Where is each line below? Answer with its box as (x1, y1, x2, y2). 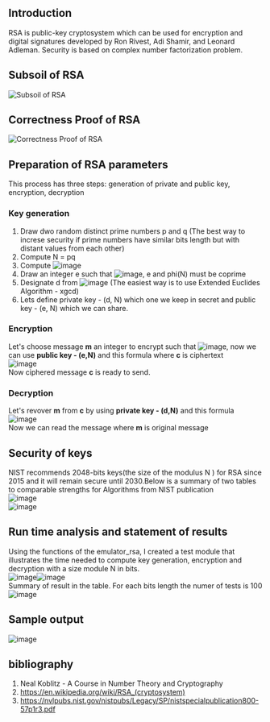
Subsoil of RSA (8, 68, 85, 82)
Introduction (8, 6, 73, 20)
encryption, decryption (8, 188, 85, 197)
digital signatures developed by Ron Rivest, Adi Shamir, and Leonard (8, 36, 235, 46)
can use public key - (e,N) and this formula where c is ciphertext (8, 350, 224, 359)
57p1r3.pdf (19, 704, 56, 714)
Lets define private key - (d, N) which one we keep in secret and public (19, 294, 256, 305)
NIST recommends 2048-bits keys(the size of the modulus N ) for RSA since (8, 467, 262, 477)
